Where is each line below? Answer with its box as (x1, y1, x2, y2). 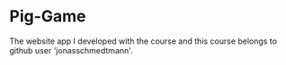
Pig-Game (9, 6, 87, 27)
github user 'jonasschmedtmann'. (9, 45, 133, 55)
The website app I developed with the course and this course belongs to (9, 36, 277, 46)
